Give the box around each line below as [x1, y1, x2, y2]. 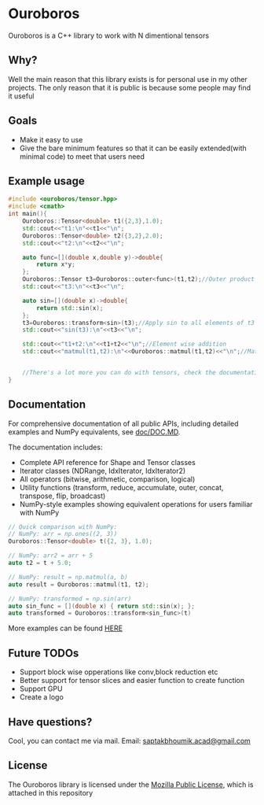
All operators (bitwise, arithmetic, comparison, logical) [19, 474, 196, 484]
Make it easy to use [19, 135, 83, 144]
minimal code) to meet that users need [19, 151, 145, 161]
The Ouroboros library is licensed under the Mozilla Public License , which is [8, 780, 254, 789]
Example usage [8, 174, 85, 187]
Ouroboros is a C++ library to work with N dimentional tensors [8, 31, 210, 40]
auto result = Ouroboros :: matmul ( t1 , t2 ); [8, 580, 149, 589]
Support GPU [19, 684, 63, 693]
